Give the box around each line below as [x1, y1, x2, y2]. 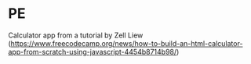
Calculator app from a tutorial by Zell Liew [8, 30, 144, 40]
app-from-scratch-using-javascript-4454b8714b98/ [8, 47, 177, 56]
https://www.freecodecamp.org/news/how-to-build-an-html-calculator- [10, 38, 243, 48]
